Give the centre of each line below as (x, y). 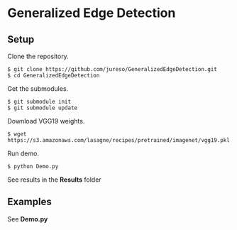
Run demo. (23, 153)
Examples (29, 202)
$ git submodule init (39, 102)
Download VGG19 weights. (46, 121)
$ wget (17, 134)
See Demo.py (28, 219)
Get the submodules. (38, 89)
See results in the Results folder (54, 180)
